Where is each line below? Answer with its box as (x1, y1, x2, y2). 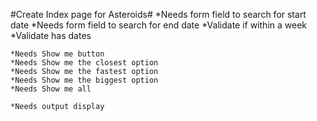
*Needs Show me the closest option (10, 58, 159, 68)
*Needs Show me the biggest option (10, 75, 159, 85)
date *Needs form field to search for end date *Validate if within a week (10, 19, 308, 31)
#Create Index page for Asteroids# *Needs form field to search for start (10, 9, 307, 20)
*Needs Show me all (10, 84, 92, 94)
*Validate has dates (10, 30, 92, 41)
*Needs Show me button (10, 49, 105, 59)
